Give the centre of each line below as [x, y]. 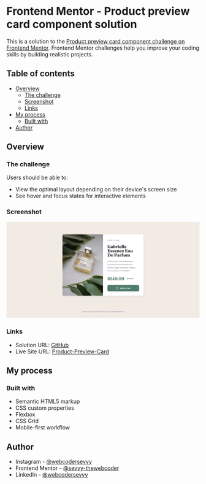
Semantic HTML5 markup [48, 401]
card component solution [72, 24]
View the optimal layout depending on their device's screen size [96, 190]
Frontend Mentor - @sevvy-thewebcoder [67, 468]
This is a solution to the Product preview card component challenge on [96, 41]
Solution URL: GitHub [42, 345]
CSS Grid [27, 421]
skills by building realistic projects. [50, 54]
